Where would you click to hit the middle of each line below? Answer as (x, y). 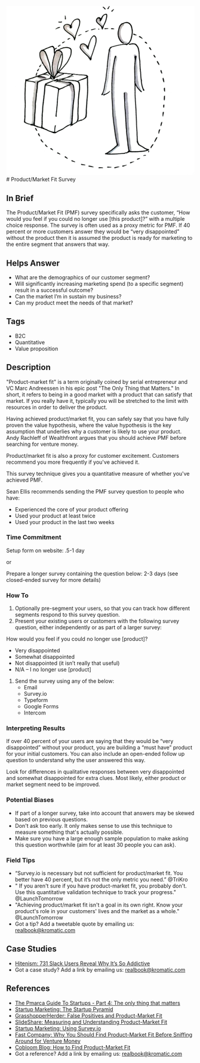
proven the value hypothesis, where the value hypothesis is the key (89, 425)
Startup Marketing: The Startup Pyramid (64, 1009)
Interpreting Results (36, 728)
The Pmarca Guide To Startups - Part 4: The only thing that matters (97, 1003)
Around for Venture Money (47, 1041)
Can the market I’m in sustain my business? (68, 296)
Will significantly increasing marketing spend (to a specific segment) (99, 284)
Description (28, 367)
